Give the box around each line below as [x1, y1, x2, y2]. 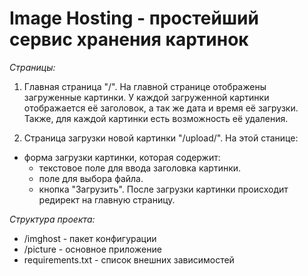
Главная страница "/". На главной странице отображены [23, 80, 267, 92]
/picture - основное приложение [23, 243, 162, 255]
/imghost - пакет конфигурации [23, 232, 157, 244]
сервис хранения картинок [9, 28, 249, 51]
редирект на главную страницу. [38, 193, 176, 206]
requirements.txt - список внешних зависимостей [23, 253, 235, 266]
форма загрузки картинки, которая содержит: [23, 151, 221, 163]
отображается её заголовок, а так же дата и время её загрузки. [23, 102, 299, 114]
